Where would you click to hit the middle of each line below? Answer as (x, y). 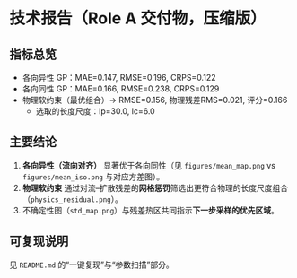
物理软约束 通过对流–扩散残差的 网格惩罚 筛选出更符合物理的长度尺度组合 (155, 187)
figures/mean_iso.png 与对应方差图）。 (93, 177)
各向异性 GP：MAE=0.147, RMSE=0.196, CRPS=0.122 (119, 78)
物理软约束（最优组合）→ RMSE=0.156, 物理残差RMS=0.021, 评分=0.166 (155, 100)
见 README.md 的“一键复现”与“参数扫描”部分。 (92, 265)
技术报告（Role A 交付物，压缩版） (138, 18)
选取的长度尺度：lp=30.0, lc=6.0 (95, 111)
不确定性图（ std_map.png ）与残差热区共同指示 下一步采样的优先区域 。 (151, 210)
